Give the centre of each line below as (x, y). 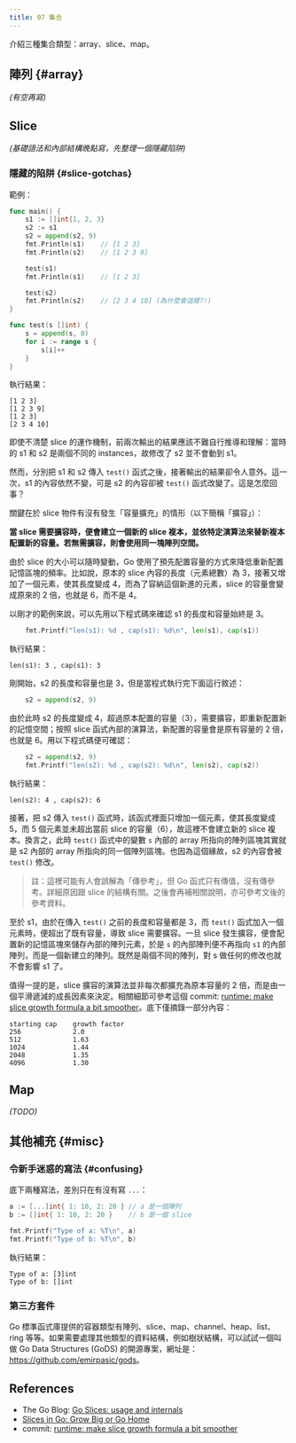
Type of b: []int (41, 1282)
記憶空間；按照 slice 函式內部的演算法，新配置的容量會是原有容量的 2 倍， (152, 729)
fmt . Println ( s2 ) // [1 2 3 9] (87, 252)
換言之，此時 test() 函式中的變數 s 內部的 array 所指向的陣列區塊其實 (152, 840)
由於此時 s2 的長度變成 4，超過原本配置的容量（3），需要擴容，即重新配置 (144, 718)
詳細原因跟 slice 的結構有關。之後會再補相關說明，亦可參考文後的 (166, 891)
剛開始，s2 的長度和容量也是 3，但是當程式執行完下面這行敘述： (127, 683)
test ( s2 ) (41, 293)
